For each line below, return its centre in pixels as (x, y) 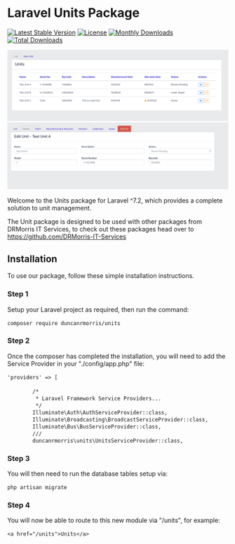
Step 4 (19, 505)
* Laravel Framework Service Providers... (98, 398)
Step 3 (19, 458)
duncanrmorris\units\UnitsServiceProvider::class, (108, 441)
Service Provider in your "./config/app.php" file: (76, 363)
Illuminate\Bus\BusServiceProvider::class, (97, 426)
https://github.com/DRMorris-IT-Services (67, 236)
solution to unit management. (49, 208)
